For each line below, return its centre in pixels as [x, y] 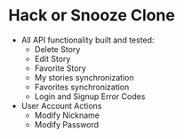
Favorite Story [60, 68]
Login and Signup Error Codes [90, 96]
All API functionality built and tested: [88, 40]
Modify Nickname [67, 115]
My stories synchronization [84, 77]
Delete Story [57, 49]
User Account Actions [61, 105]
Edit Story [52, 58]
